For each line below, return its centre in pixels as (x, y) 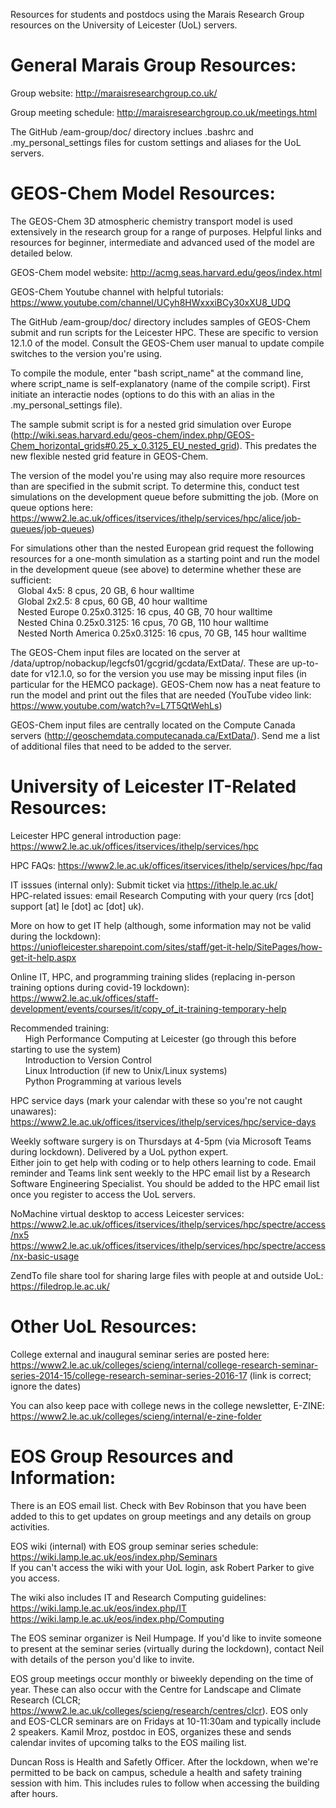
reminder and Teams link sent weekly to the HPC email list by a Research (160, 1173)
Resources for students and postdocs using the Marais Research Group (157, 14)
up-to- (305, 663)
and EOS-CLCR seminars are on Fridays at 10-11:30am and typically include (166, 1721)
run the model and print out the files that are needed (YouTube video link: (161, 695)
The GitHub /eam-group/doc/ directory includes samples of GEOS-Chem (160, 321)
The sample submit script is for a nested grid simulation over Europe (151, 424)
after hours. (34, 1793)
